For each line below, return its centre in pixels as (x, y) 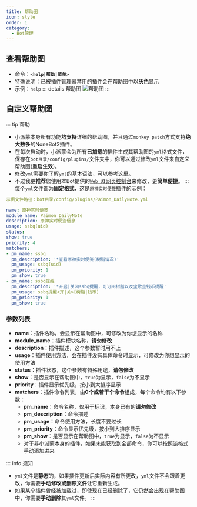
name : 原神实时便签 (27, 210)
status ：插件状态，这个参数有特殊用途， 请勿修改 (74, 370)
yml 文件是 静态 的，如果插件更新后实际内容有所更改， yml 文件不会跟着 (97, 476)
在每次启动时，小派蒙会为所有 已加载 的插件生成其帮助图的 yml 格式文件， (101, 151)
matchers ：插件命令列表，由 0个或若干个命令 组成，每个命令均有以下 (98, 392)
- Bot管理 (22, 34)
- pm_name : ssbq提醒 (30, 281)
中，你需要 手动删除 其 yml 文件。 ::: (55, 498)
